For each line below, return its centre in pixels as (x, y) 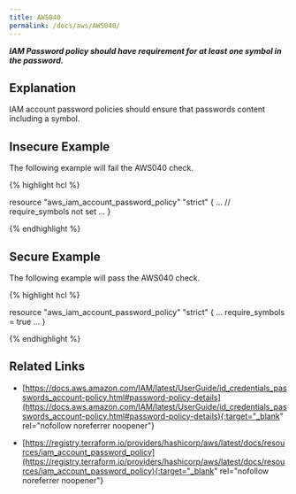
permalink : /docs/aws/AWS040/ (65, 26)
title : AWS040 (35, 17)
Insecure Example (60, 147)
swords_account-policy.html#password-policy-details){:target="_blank (151, 416)
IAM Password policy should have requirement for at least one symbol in (145, 50)
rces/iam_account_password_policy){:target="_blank (118, 471)
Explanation (43, 88)
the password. (36, 60)
